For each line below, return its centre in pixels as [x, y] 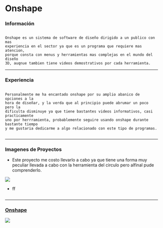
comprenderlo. [27, 170]
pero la [13, 107]
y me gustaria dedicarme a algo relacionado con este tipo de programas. [81, 128]
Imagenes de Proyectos [33, 149]
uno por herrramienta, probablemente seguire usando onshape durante [77, 120]
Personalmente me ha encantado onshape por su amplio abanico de [72, 94]
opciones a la [19, 98]
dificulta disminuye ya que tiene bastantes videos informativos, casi [79, 111]
